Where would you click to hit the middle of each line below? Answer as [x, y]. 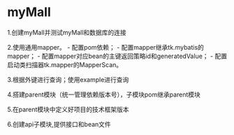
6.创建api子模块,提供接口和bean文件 [59, 124]
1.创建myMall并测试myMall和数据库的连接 [67, 32]
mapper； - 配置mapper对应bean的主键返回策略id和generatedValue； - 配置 [117, 56]
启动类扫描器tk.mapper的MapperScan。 [65, 64]
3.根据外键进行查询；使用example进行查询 [68, 79]
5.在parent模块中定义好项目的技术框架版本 [68, 109]
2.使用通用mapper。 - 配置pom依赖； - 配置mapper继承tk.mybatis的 [106, 47]
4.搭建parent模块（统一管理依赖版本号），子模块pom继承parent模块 [104, 94]
